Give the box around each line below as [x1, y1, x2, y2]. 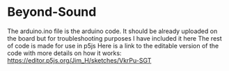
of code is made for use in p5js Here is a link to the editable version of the [7, 41, 219, 50]
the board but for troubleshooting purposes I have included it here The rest [7, 34, 223, 42]
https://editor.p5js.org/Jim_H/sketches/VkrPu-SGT [7, 56, 152, 64]
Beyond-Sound [7, 4, 97, 20]
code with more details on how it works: [7, 49, 122, 57]
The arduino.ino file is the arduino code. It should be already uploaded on [7, 27, 218, 35]
